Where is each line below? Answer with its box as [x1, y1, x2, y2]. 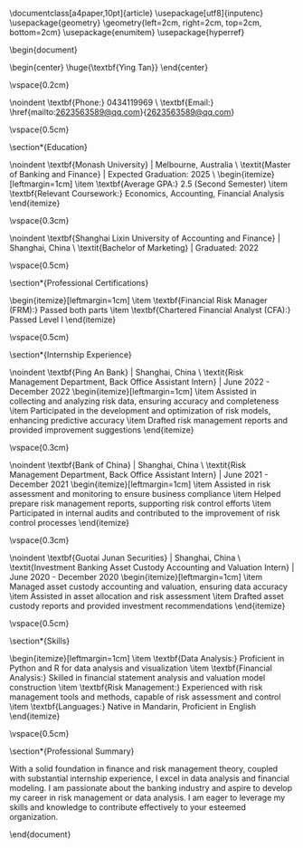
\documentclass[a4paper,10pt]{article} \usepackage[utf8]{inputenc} [9, 8, 264, 18]
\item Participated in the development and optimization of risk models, [9, 405, 271, 415]
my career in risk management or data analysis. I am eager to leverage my [9, 792, 286, 803]
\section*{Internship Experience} [9, 349, 133, 360]
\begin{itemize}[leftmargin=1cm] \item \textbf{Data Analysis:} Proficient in [9, 653, 285, 663]
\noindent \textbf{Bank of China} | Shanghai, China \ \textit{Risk [9, 460, 247, 470]
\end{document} [9, 829, 71, 840]
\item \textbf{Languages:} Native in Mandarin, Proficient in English [9, 701, 256, 711]
